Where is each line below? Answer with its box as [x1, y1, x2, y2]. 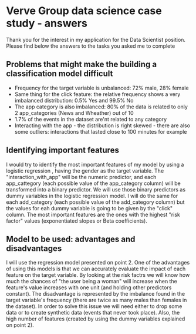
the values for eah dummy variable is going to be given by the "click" [6, 204, 173, 211]
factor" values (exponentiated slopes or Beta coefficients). [6, 217, 148, 224]
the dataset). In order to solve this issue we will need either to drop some [6, 303, 183, 310]
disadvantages [6, 243, 62, 253]
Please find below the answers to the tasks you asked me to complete [6, 42, 175, 49]
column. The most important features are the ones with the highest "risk [6, 211, 180, 218]
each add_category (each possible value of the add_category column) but [6, 199, 185, 206]
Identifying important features [6, 145, 119, 156]
